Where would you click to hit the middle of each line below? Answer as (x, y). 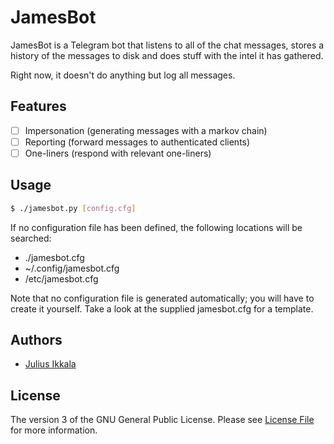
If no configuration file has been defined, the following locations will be (156, 227)
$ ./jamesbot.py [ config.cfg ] (73, 208)
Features (38, 106)
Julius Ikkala (50, 364)
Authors (36, 340)
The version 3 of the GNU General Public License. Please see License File (162, 420)
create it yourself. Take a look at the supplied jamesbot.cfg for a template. (162, 308)
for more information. (54, 430)
